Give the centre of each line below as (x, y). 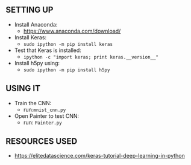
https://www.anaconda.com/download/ (72, 31)
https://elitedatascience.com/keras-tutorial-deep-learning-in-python (99, 156)
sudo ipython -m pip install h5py (67, 70)
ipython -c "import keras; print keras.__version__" (91, 57)
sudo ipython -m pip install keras (68, 44)
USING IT (23, 89)
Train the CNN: (33, 103)
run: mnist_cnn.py (45, 109)
